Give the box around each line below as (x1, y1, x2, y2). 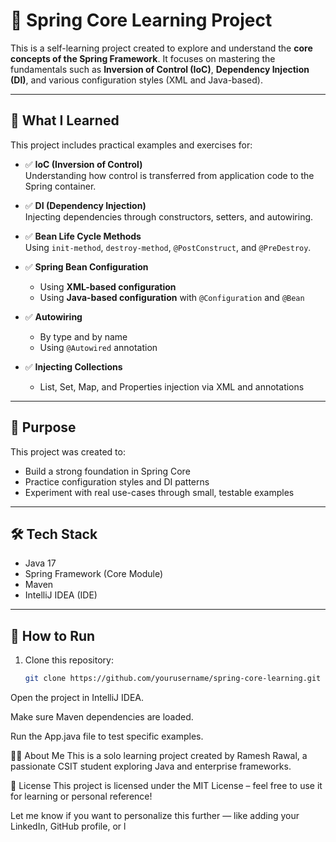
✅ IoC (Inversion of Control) (24, 158, 143, 170)
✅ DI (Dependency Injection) (24, 199, 147, 211)
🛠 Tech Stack (10, 525, 98, 543)
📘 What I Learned (10, 112, 120, 129)
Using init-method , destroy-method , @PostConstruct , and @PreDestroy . (24, 241, 312, 253)
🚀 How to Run (10, 627, 96, 644)
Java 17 (24, 557, 57, 569)
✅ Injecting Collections (24, 360, 123, 373)
